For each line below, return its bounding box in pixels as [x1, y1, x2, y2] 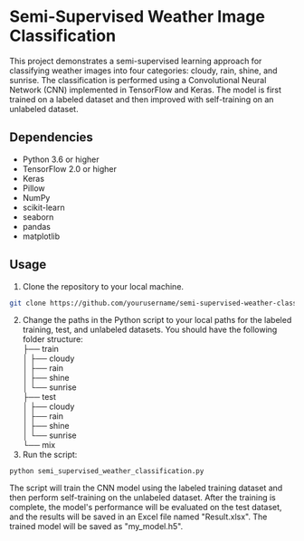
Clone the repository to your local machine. [22, 280, 184, 291]
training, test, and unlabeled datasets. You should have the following [22, 324, 278, 336]
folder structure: [22, 334, 83, 345]
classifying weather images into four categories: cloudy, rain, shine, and [9, 65, 278, 76]
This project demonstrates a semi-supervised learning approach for [9, 55, 262, 66]
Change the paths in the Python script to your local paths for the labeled [22, 315, 292, 326]
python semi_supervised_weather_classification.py [9, 467, 204, 476]
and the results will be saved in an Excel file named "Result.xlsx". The [9, 511, 268, 522]
